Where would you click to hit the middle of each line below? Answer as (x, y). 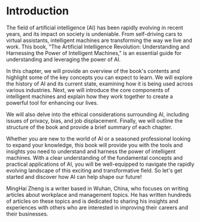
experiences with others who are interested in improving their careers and (97, 207)
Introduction (38, 11)
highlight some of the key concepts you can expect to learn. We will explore (99, 77)
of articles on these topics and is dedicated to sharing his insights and (92, 201)
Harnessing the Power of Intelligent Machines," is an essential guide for (94, 53)
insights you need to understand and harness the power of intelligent (91, 151)
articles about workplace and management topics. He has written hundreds (99, 194)
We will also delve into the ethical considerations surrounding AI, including (98, 114)
